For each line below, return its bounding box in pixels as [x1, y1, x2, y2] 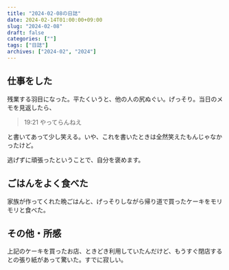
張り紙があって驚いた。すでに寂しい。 [19, 256, 128, 264]
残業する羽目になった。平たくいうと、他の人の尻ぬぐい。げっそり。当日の [7, 95, 217, 103]
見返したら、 [19, 103, 56, 112]
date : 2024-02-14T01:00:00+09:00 [7, 16, 103, 23]
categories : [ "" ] [7, 36, 57, 42]
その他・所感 [7, 228, 62, 239]
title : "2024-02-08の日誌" [7, 10, 81, 17]
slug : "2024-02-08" [7, 23, 63, 29]
